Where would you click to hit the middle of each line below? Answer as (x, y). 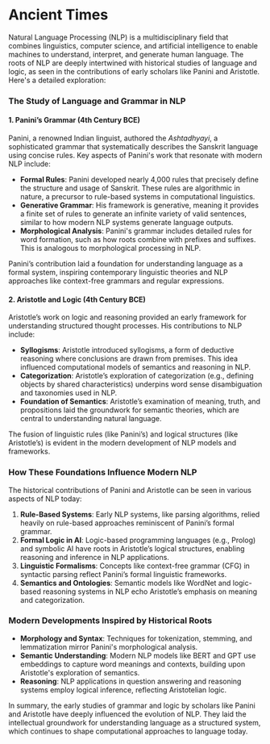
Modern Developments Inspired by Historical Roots (110, 621)
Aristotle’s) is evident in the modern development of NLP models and (122, 443)
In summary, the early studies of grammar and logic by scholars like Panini (132, 705)
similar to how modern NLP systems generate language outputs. (127, 223)
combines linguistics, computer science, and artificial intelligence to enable (133, 45)
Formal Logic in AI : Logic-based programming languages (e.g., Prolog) (138, 540)
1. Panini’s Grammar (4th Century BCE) (75, 120)
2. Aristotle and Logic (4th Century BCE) (77, 299)
